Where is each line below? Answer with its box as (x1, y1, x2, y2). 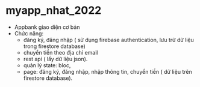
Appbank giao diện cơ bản (14, 23, 80, 31)
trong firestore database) (23, 43, 86, 50)
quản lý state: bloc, (23, 61, 71, 69)
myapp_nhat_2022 (5, 4, 102, 17)
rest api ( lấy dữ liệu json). (23, 55, 88, 62)
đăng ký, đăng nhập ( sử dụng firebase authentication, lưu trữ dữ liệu (23, 36, 194, 43)
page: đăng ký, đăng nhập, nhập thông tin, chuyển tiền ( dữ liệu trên (23, 68, 192, 75)
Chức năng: (14, 29, 43, 37)
